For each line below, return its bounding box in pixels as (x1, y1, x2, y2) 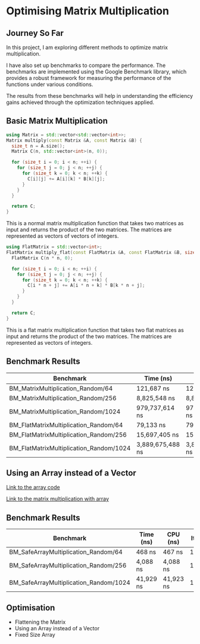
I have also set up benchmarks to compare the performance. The (6, 62, 166, 69)
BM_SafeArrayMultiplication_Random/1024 (9, 578, 131, 587)
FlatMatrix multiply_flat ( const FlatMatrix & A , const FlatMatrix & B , (6, 250, 183, 256)
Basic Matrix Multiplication (6, 116, 108, 126)
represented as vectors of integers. (6, 339, 93, 346)
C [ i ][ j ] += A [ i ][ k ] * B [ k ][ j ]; (27, 176, 105, 182)
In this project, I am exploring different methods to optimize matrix (6, 44, 168, 51)
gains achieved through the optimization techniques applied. (6, 99, 155, 106)
